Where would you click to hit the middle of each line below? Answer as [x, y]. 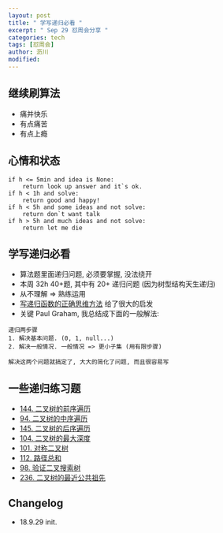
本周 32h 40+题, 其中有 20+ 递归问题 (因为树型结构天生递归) [117, 284]
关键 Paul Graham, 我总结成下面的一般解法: [89, 314]
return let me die [52, 228]
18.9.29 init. [38, 522]
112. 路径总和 [40, 458]
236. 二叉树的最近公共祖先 [63, 478]
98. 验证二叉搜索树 [50, 468]
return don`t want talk [61, 214]
